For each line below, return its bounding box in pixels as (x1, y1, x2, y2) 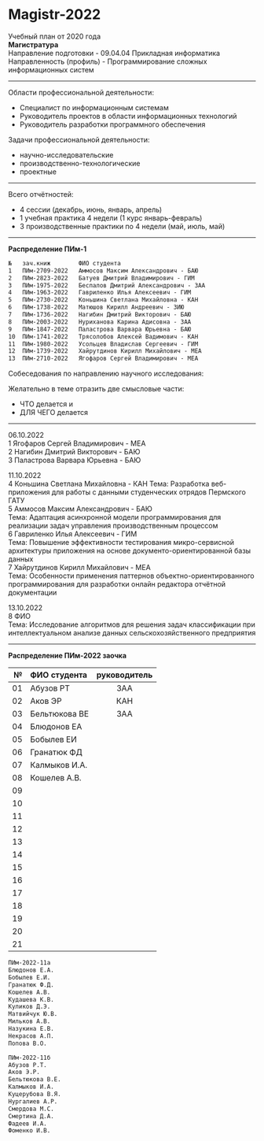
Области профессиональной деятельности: (8, 87, 155, 97)
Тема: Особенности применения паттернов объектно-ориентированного (8, 571, 255, 580)
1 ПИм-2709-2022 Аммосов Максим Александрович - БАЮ (8, 266, 199, 275)
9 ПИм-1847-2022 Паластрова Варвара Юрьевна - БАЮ (8, 325, 192, 333)
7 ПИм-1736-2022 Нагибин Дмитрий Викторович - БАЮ (8, 311, 192, 319)
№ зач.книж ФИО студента (8, 259, 122, 267)
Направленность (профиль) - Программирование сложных (8, 57, 207, 66)
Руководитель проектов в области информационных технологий (19, 111, 237, 120)
